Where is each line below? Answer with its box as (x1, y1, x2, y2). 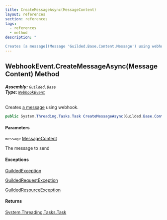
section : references (5, 16, 48, 21)
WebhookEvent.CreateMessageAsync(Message (5, 62, 158, 71)
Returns (5, 198, 22, 204)
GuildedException (5, 167, 41, 173)
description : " (5, 35, 37, 40)
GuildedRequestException (5, 177, 58, 183)
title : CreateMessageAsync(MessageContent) (5, 7, 97, 12)
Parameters (5, 124, 30, 130)
